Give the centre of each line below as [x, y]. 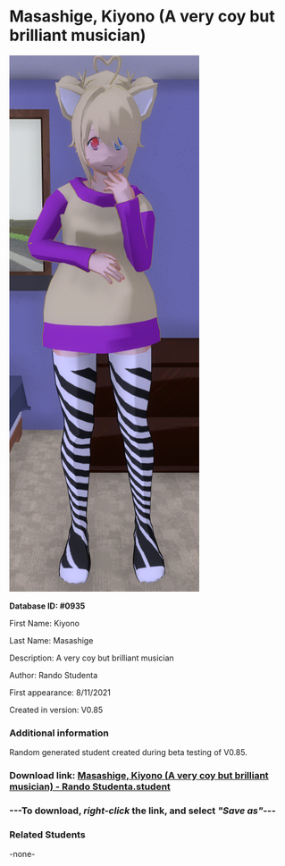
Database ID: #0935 [47, 606]
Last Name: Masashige [51, 640]
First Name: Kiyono [45, 623]
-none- [22, 854]
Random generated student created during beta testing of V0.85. [128, 752]
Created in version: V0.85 [56, 710]
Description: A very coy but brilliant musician [92, 658]
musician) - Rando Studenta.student [90, 786]
